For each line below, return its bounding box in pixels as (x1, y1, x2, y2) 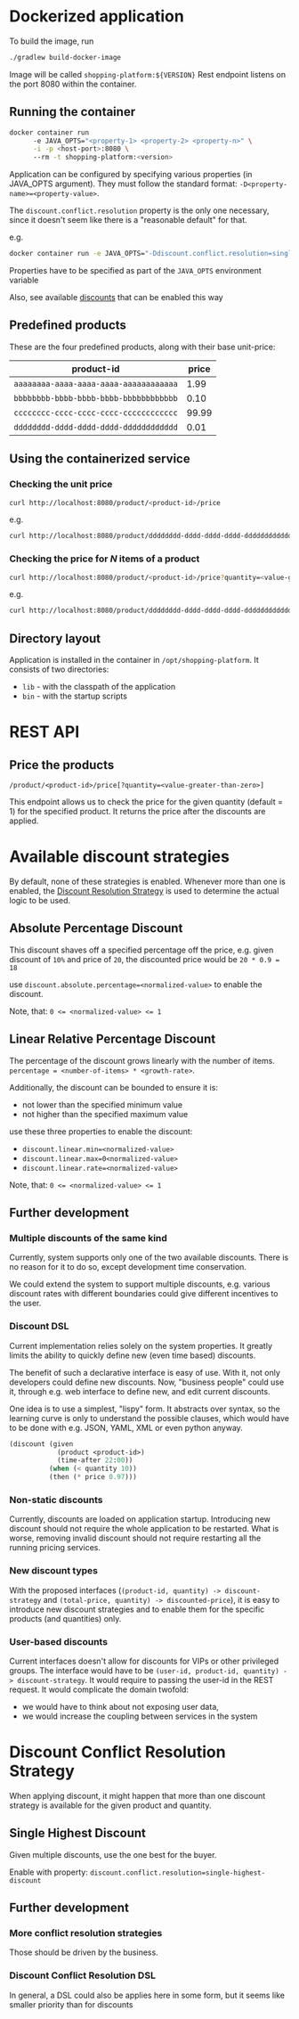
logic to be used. (9, 895, 71, 906)
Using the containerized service (9, 452, 190, 467)
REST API (9, 722, 80, 742)
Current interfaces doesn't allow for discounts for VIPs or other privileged (9, 1655, 279, 1666)
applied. (9, 815, 39, 826)
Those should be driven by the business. (9, 1947, 158, 1958)
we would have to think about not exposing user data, (21, 1701, 220, 1712)
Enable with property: (9, 1867, 89, 1877)
